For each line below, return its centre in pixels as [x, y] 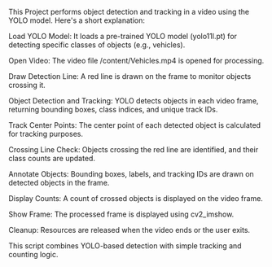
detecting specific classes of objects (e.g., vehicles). [97, 45]
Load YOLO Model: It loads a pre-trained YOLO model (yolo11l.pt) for [123, 36]
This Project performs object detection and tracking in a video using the [129, 12]
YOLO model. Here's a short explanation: [77, 20]
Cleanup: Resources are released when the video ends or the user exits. [129, 230]
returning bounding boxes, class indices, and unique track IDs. [113, 109]
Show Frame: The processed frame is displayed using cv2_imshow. [121, 214]
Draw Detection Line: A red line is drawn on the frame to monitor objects [130, 76]
